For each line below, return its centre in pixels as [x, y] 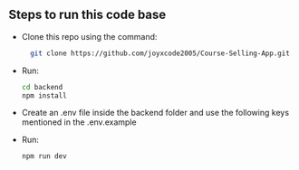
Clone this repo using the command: [89, 36]
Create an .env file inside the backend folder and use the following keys [155, 113]
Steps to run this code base [87, 15]
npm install [44, 95]
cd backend [42, 87]
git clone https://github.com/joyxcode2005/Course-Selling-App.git [160, 53]
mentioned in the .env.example [79, 122]
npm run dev [44, 156]
